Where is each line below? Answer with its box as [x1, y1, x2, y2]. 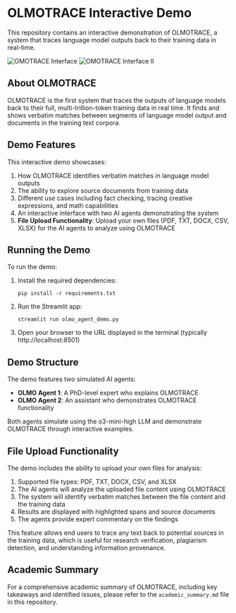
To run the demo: [7, 263, 58, 271]
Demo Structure [7, 356, 79, 368]
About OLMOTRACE [7, 78, 97, 89]
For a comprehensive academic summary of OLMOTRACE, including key [7, 583, 218, 591]
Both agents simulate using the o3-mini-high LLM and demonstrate [7, 417, 202, 426]
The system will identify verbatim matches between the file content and [17, 493, 225, 501]
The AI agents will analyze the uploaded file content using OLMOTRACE [17, 485, 226, 493]
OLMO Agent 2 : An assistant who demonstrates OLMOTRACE [17, 396, 197, 404]
